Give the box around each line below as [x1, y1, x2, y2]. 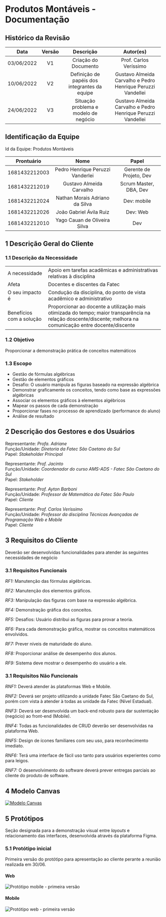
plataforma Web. [5, 728, 39, 734]
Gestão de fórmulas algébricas [12, 371, 75, 377]
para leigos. [5, 758, 29, 764]
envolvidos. [5, 631, 29, 637]
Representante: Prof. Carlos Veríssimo [5, 506, 83, 512]
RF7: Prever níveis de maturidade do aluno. [5, 641, 93, 647]
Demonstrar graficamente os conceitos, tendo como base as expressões [12, 387, 161, 393]
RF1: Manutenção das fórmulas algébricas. [5, 578, 92, 584]
